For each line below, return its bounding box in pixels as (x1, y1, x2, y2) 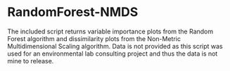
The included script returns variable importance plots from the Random (7, 27, 213, 35)
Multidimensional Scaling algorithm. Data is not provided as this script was (7, 42, 223, 50)
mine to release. (7, 56, 54, 65)
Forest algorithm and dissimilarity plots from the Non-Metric (7, 34, 181, 42)
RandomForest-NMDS (7, 4, 139, 20)
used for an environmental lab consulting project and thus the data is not (7, 49, 218, 58)
